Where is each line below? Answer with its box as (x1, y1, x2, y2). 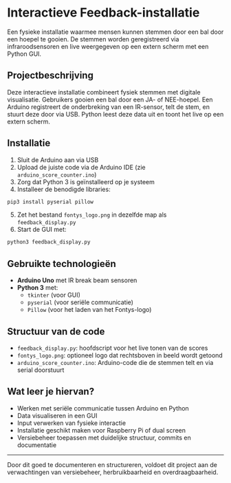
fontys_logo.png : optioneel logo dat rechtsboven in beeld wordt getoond (16, 351, 223, 359)
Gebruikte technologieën (7, 257, 116, 270)
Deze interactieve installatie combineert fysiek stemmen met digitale (7, 88, 201, 96)
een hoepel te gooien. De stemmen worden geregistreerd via (7, 34, 179, 43)
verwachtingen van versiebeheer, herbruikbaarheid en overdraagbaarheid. (7, 468, 219, 476)
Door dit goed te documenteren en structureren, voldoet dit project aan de (7, 460, 218, 469)
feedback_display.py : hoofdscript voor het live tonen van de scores (16, 344, 208, 352)
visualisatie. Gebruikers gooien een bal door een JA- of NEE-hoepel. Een (7, 95, 213, 103)
